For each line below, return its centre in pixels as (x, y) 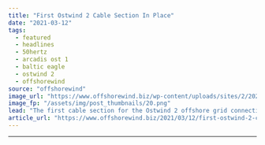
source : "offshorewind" (47, 89)
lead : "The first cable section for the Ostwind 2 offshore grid (118, 111)
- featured (33, 37)
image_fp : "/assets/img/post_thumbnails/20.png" (90, 103)
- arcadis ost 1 (42, 60)
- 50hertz (31, 52)
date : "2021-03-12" (40, 23)
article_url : (30, 118)
